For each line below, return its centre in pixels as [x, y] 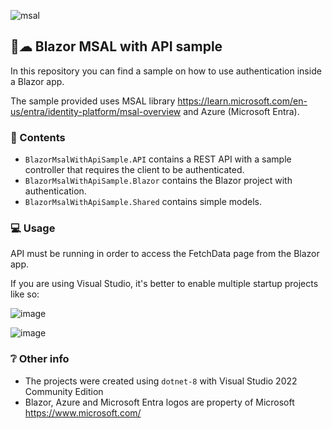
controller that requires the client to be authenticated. [134, 170]
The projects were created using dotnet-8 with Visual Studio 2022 [161, 381]
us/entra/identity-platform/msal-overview [96, 111]
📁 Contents [38, 137]
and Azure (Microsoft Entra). [241, 111]
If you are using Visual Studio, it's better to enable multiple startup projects [164, 284]
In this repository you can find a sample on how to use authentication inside [166, 71]
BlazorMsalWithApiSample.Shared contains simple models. [143, 202]
